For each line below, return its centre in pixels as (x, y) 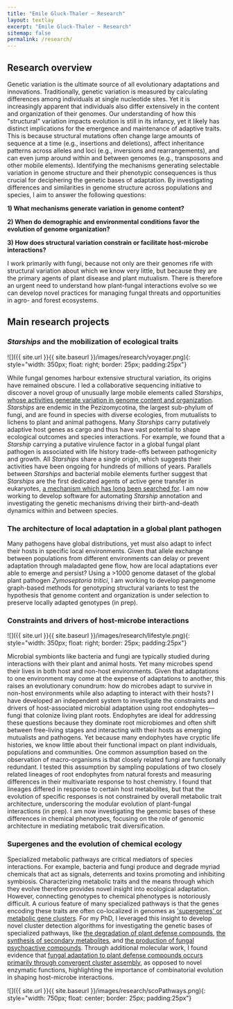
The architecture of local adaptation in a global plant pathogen (114, 528)
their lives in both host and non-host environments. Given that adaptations (113, 671)
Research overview (50, 68)
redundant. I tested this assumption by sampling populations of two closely (114, 767)
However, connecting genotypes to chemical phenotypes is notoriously (109, 896)
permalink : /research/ (40, 40)
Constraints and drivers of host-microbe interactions (98, 620)
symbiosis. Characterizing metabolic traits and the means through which (111, 881)
